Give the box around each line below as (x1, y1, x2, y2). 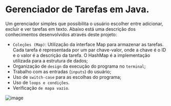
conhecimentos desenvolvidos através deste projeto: (5, 31, 117, 37)
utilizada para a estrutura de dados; (12, 57, 88, 63)
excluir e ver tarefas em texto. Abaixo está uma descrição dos (5, 26, 136, 32)
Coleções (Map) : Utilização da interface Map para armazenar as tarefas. (12, 41, 164, 47)
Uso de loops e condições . (12, 79, 70, 86)
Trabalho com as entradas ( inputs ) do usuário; (12, 68, 112, 75)
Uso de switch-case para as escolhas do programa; (12, 74, 121, 80)
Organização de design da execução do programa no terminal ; (12, 63, 146, 69)
